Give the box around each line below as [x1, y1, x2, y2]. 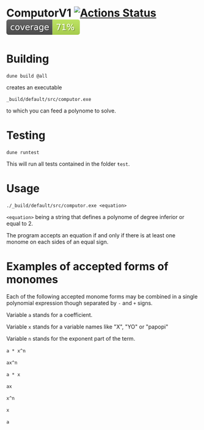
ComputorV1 [6, 6, 72, 20]
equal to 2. [6, 220, 34, 227]
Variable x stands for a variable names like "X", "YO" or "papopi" [6, 323, 169, 330]
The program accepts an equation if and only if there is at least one [6, 232, 176, 239]
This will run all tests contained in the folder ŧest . [6, 160, 130, 168]
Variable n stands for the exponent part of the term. [6, 335, 136, 342]
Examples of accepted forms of [6, 260, 169, 273]
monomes [6, 273, 59, 287]
